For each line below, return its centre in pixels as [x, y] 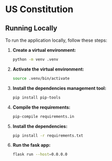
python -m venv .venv [35, 59]
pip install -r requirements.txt [48, 136]
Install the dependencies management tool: [59, 88]
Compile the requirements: [42, 107]
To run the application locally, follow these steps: [56, 40]
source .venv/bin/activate [41, 78]
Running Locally [31, 28]
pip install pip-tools [36, 98]
